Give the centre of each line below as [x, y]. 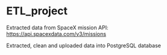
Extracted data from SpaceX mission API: [57, 27]
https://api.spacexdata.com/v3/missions [56, 33]
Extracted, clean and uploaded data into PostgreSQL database [84, 45]
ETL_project [37, 11]
